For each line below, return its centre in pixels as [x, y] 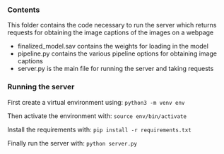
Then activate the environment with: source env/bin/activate [97, 116]
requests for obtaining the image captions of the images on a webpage [111, 32]
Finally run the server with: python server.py [72, 143]
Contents [24, 10]
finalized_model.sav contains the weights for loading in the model [113, 46]
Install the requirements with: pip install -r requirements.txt [100, 129]
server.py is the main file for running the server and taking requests [116, 69]
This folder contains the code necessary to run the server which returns [112, 25]
